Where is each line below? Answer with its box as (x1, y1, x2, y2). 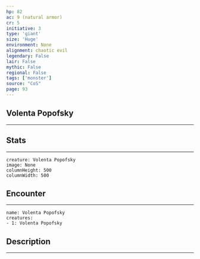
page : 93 (6, 86, 28, 92)
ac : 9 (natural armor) (6, 14, 62, 20)
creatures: (6, 215, 33, 221)
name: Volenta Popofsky (6, 210, 65, 216)
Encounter (6, 188, 46, 198)
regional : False (6, 70, 46, 76)
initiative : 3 (6, 25, 42, 32)
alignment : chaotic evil (6, 48, 68, 54)
